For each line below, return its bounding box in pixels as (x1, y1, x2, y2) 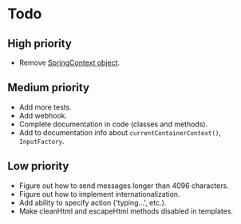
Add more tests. (18, 102, 73, 112)
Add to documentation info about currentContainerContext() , (18, 127, 221, 137)
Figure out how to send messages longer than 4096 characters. (18, 181, 229, 190)
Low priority (7, 159, 69, 173)
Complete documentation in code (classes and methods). (18, 119, 208, 129)
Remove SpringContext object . (18, 58, 120, 67)
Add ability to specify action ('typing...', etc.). (18, 198, 167, 207)
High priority (7, 37, 73, 50)
